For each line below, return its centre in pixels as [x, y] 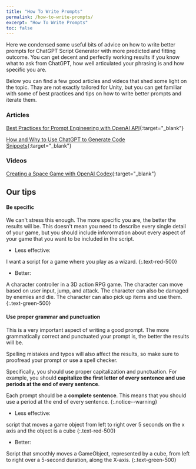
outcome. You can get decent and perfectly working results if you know [93, 57]
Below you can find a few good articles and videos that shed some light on [97, 81]
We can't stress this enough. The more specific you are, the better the [91, 220]
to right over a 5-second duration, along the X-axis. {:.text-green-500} [91, 460]
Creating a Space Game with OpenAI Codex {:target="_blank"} [81, 174]
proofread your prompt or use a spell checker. [62, 360]
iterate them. [21, 100]
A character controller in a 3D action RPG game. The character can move [95, 285]
